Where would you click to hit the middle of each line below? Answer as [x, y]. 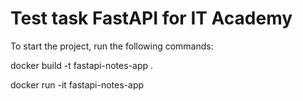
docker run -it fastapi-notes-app [77, 84]
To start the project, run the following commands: [112, 46]
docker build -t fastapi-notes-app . [82, 65]
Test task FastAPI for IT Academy [151, 18]
